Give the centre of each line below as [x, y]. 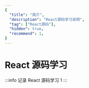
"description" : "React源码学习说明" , [47, 19]
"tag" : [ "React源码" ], [33, 24]
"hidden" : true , [26, 29]
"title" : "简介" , [27, 15]
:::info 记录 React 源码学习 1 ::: [36, 80]
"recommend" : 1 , [26, 34]
